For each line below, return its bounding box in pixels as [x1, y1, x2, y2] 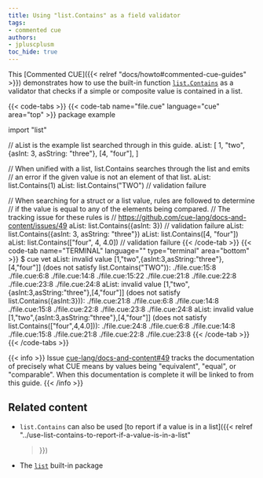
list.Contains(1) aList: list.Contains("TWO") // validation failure [8, 181, 206, 189]
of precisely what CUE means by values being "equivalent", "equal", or [8, 362, 237, 370]
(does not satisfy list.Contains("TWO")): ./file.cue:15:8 [42, 263, 217, 272]
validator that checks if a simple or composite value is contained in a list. [8, 86, 243, 95]
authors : [8, 33, 37, 42]
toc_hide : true [8, 48, 58, 56]
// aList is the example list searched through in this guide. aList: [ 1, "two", [8, 141, 246, 149]
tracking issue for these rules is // [8, 213, 117, 222]
